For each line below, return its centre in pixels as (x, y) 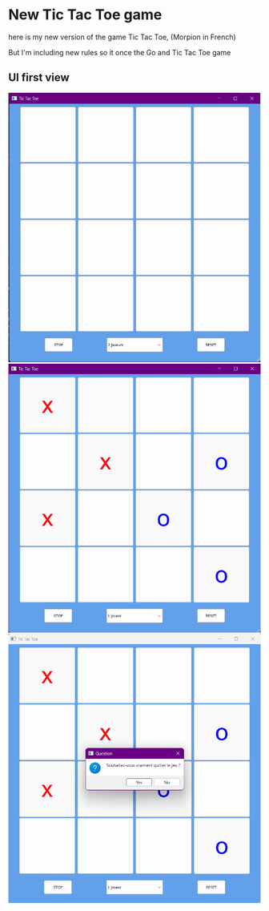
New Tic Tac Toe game (85, 15)
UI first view (39, 78)
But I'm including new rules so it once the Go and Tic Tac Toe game (120, 52)
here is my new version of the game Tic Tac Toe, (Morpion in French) (122, 37)
